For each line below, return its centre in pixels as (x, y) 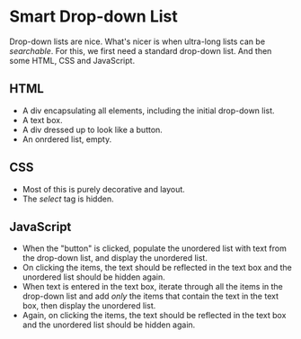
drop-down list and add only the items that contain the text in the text (150, 296)
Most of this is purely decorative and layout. (104, 189)
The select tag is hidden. (68, 199)
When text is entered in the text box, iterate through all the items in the (152, 287)
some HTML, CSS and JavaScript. (72, 60)
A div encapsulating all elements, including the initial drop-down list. (149, 111)
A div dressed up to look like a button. (93, 129)
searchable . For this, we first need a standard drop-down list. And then (141, 50)
